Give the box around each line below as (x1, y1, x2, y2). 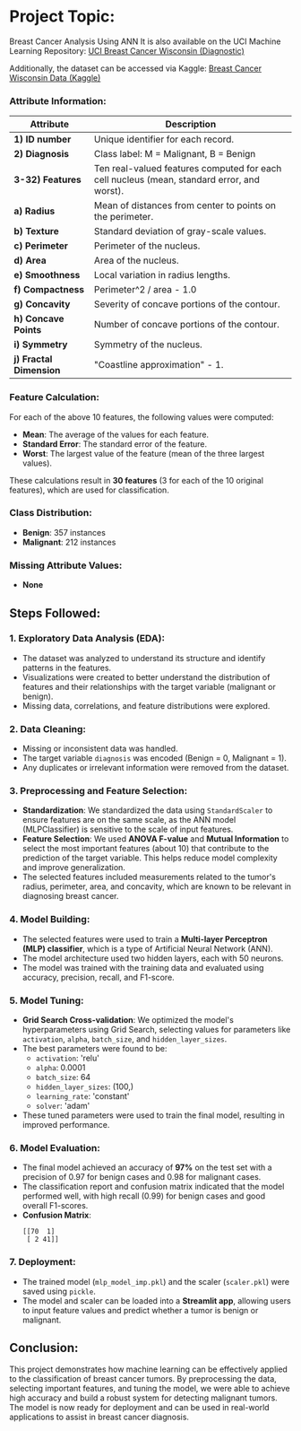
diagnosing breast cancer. (21, 891, 119, 902)
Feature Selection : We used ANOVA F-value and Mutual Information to (21, 833, 289, 844)
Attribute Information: (9, 94, 107, 107)
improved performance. (21, 1120, 110, 1130)
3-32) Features (13, 173, 82, 186)
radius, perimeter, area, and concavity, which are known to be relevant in (21, 881, 292, 892)
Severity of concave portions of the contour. (93, 298, 280, 310)
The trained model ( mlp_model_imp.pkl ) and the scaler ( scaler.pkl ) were (21, 1276, 289, 1287)
